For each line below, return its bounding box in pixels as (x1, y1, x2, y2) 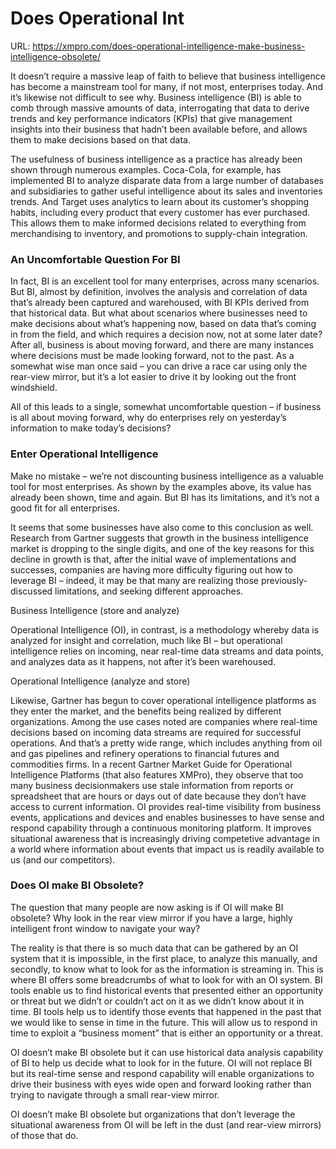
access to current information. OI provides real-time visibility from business (10, 800, 322, 812)
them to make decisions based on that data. (10, 133, 191, 146)
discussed (10, 585, 53, 597)
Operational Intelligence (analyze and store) (10, 675, 191, 687)
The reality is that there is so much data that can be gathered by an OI (10, 942, 299, 954)
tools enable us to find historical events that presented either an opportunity (10, 984, 324, 996)
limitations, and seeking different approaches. (54, 585, 244, 597)
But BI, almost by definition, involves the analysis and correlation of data (10, 286, 308, 298)
